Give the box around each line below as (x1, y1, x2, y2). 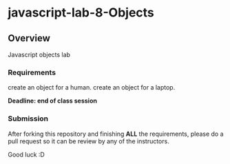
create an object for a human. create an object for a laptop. (8, 83, 176, 92)
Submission (8, 114, 49, 123)
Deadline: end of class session (8, 96, 97, 105)
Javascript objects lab (8, 50, 71, 59)
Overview (8, 32, 51, 44)
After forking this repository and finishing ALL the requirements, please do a (8, 130, 224, 138)
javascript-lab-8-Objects (8, 5, 154, 21)
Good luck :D (8, 150, 45, 158)
